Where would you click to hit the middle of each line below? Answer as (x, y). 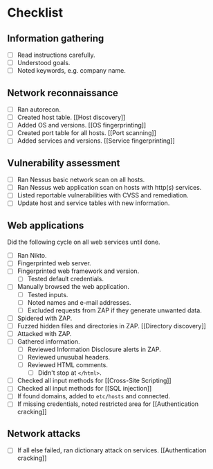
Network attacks (44, 433)
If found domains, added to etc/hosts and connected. (94, 396)
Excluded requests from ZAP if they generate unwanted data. (114, 310)
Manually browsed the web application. (73, 287)
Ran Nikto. (32, 256)
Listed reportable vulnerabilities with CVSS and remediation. (103, 195)
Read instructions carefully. (56, 55)
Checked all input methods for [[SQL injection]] (84, 389)
